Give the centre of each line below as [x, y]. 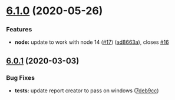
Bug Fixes [21, 78]
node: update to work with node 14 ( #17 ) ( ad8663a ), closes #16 [92, 42]
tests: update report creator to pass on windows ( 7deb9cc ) [87, 91]
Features [19, 30]
